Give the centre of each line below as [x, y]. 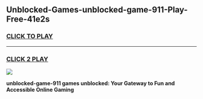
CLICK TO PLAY [30, 37]
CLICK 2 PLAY [27, 59]
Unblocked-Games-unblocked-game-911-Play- [97, 10]
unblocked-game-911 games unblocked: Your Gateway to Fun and [91, 83]
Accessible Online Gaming [40, 89]
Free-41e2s [28, 19]
